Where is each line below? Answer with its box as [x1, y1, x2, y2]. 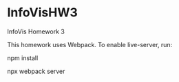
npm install [7, 53, 39, 62]
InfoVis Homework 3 [7, 27, 65, 36]
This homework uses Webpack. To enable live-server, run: [7, 40, 173, 49]
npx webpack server [7, 67, 65, 75]
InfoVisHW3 [7, 5, 78, 20]
